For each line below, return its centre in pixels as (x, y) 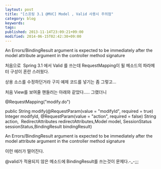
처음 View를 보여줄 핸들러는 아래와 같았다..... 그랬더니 (56, 92)
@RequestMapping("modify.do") (38, 102)
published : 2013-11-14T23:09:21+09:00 (44, 32)
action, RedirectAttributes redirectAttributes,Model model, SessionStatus (78, 121)
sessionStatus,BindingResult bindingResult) (49, 126)
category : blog (20, 18)
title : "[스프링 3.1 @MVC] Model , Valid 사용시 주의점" (59, 14)
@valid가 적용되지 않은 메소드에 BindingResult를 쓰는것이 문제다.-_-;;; (72, 161)
